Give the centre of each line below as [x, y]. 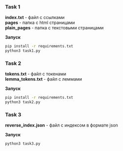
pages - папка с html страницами [40, 22]
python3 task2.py [23, 102]
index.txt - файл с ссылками [35, 18]
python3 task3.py [23, 144]
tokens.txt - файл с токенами [36, 74]
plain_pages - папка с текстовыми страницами [54, 28]
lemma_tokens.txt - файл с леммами [44, 79]
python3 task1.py [23, 51]
